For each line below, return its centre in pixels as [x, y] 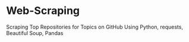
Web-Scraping [43, 11]
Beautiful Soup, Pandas [35, 33]
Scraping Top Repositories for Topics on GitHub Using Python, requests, [94, 27]
